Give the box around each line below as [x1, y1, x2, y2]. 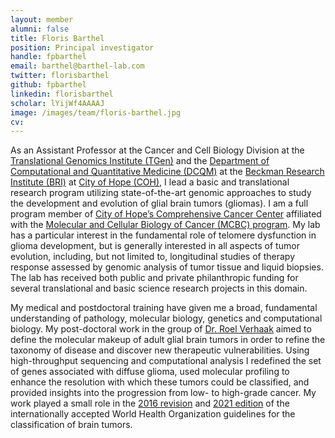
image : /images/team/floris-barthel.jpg [10, 107, 182, 118]
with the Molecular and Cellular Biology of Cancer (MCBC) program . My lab [10, 219, 321, 231]
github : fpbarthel [10, 80, 87, 90]
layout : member [10, 14, 74, 25]
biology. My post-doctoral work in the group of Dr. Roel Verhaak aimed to [10, 323, 312, 335]
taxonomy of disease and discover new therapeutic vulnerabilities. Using [10, 344, 310, 356]
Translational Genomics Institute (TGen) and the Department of [10, 155, 270, 167]
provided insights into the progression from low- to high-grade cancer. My [10, 387, 317, 399]
